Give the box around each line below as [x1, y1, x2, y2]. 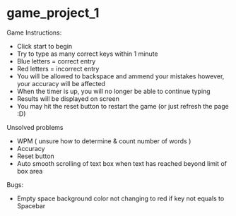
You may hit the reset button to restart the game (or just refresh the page [16, 102, 229, 110]
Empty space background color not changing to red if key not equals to [16, 194, 225, 203]
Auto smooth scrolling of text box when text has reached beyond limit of [16, 159, 228, 167]
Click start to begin [16, 42, 73, 50]
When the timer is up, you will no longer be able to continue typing [16, 87, 211, 95]
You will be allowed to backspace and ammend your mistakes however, [16, 72, 225, 80]
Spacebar [16, 201, 46, 210]
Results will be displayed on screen [16, 94, 119, 103]
